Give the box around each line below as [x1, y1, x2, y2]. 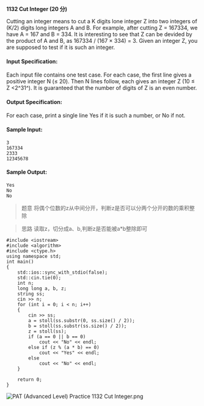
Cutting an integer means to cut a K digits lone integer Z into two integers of [6, 18, 197, 24]
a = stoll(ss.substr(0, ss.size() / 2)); [28, 317, 136, 323]
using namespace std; [6, 253, 62, 259]
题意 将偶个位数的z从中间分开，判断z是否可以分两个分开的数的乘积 [21, 204, 190, 211]
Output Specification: [6, 98, 62, 105]
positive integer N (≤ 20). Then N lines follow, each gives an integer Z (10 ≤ [6, 78, 195, 85]
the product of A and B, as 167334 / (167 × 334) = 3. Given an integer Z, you [6, 37, 198, 44]
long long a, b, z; [17, 285, 67, 291]
